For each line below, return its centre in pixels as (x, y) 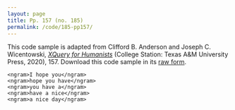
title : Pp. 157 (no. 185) (45, 20)
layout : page (26, 14)
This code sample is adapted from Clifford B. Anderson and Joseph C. (109, 47)
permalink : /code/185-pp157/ (50, 27)
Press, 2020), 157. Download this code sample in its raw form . (97, 62)
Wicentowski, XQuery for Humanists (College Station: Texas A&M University (118, 54)
